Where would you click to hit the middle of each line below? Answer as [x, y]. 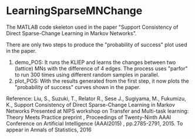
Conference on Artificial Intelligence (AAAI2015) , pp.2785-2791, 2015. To [95, 123]
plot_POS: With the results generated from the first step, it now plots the [102, 81]
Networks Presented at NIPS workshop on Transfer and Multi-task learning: [97, 111]
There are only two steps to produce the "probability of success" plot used [97, 45]
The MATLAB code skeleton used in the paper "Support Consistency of [92, 27]
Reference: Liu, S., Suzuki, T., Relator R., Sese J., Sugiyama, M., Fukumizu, [96, 99]
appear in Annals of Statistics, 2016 [49, 130]
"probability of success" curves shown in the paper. [78, 87]
